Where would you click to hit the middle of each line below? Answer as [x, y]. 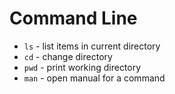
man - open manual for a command [94, 78]
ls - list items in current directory [92, 46]
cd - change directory [68, 56]
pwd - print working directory [82, 67]
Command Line [73, 18]
